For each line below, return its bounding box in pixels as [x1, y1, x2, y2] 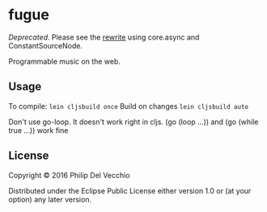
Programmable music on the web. [8, 56, 121, 66]
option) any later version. [8, 194, 91, 204]
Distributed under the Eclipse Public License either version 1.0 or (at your [8, 185, 252, 195]
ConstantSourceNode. [8, 40, 83, 50]
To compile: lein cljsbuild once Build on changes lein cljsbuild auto [8, 101, 249, 110]
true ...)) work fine [8, 125, 69, 135]
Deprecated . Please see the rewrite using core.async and [8, 32, 200, 42]
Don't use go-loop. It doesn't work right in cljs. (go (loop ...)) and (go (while [8, 117, 259, 127]
